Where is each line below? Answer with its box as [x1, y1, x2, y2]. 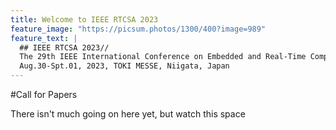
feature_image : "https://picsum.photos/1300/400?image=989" [10, 24, 267, 34]
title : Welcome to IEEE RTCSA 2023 [10, 14, 159, 25]
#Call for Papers [10, 89, 78, 100]
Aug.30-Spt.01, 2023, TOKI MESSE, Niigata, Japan [19, 61, 230, 71]
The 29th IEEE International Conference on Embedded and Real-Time [19, 52, 307, 62]
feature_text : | [10, 33, 78, 43]
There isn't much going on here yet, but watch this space [10, 108, 246, 120]
